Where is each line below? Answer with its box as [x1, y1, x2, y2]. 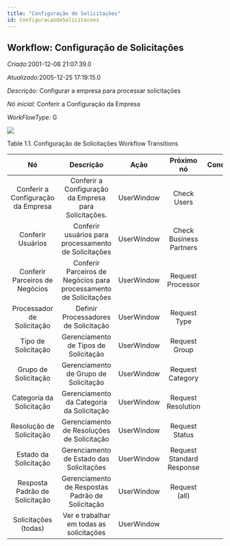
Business [168, 234, 199, 244]
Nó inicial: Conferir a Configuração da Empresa [7, 100, 140, 109]
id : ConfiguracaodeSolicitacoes [7, 16, 99, 23]
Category [168, 374, 199, 383]
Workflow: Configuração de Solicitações [7, 42, 184, 54]
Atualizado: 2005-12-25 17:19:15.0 [7, 73, 101, 82]
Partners [170, 243, 198, 253]
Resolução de [10, 422, 55, 431]
